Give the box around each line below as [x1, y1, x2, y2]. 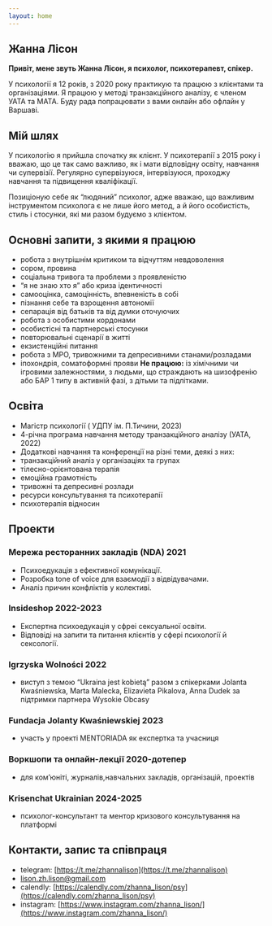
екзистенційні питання [19, 341, 98, 351]
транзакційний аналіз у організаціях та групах [19, 455, 180, 465]
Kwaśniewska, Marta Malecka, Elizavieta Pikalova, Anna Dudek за [19, 686, 240, 696]
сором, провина [19, 264, 77, 273]
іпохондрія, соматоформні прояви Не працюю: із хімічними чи [19, 359, 239, 369]
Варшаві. [8, 105, 40, 115]
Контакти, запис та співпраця [8, 843, 167, 857]
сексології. [19, 638, 59, 648]
